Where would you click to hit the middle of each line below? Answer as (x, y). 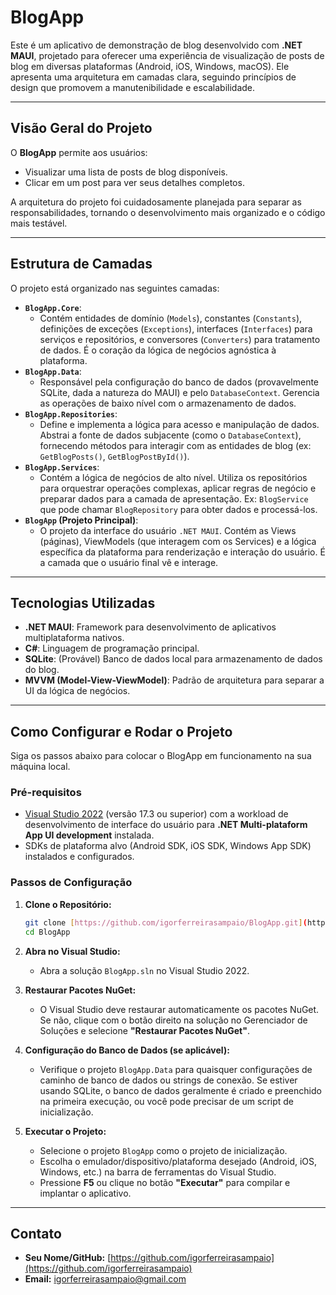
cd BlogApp (47, 932)
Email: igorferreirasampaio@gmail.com (105, 1279)
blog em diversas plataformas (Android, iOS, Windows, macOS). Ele (150, 66)
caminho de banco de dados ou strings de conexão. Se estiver (168, 1080)
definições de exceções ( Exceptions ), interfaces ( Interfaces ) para (176, 328)
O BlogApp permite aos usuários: (79, 152)
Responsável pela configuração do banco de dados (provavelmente (179, 382)
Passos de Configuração (71, 883)
